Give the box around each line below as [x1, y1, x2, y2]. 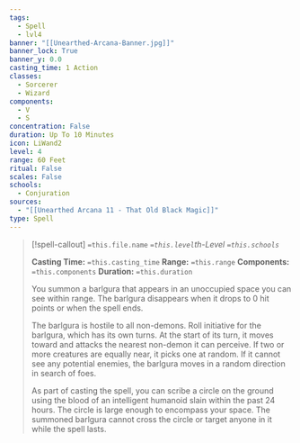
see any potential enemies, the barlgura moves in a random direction [31, 357, 286, 369]
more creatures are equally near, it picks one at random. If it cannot [31, 348, 281, 359]
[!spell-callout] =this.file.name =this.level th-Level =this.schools [31, 239, 280, 249]
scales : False [9, 172, 63, 181]
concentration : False [9, 122, 91, 131]
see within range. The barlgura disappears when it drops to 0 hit [31, 293, 269, 303]
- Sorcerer [17, 80, 58, 89]
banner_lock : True [9, 47, 78, 56]
